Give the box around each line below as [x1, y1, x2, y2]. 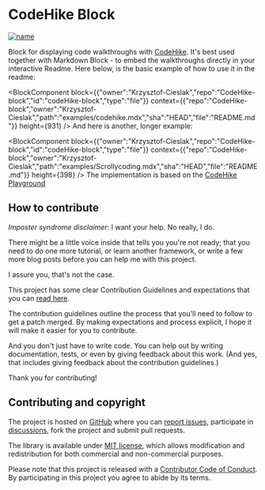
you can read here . [8, 293, 70, 303]
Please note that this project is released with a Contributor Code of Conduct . [8, 464, 258, 473]
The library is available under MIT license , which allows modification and [8, 440, 245, 450]
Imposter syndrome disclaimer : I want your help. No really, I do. [8, 222, 215, 232]
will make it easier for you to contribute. [8, 326, 138, 335]
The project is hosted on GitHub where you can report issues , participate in [8, 416, 254, 426]
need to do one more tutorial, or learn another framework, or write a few [8, 246, 244, 255]
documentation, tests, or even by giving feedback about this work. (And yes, [8, 349, 257, 359]
